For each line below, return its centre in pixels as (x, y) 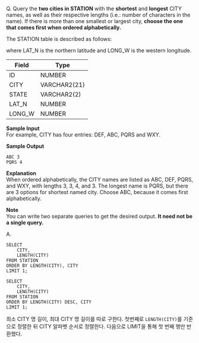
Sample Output (25, 146)
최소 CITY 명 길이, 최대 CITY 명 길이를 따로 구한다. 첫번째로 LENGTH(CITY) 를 (94, 319)
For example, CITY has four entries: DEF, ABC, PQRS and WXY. (83, 135)
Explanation (21, 173)
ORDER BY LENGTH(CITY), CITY (42, 266)
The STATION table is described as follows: (59, 39)
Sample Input (23, 128)
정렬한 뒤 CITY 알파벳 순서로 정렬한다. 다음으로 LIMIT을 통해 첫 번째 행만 (101, 326)
